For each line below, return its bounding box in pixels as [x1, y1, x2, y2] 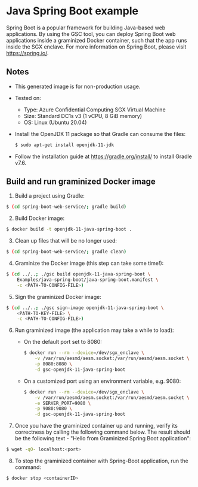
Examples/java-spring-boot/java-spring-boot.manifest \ [17, 277, 159, 283]
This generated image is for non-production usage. [14, 83, 141, 90]
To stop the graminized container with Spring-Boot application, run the [14, 457, 189, 465]
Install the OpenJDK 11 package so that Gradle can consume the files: [14, 130, 186, 137]
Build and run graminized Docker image [6, 177, 156, 187]
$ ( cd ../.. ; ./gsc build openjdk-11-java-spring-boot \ [6, 271, 151, 277]
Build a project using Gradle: [14, 192, 85, 199]
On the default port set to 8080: [23, 338, 103, 346]
